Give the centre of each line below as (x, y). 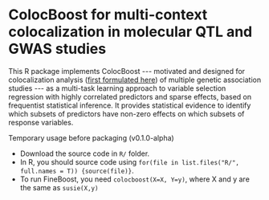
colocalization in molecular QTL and (130, 32)
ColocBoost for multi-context (108, 15)
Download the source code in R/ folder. (85, 153)
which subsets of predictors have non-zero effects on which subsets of (126, 113)
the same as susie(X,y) (59, 187)
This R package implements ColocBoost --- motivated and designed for (127, 71)
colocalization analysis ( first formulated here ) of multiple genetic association (135, 80)
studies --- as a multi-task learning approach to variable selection (117, 88)
